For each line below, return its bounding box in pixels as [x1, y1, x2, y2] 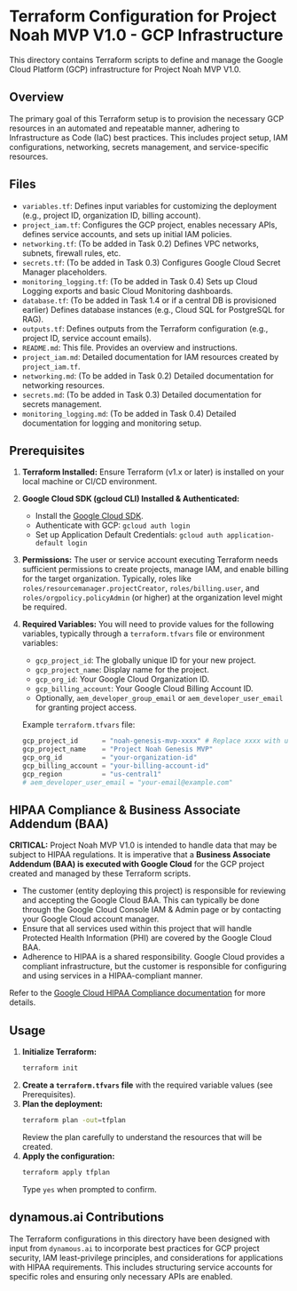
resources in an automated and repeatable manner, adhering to [9, 123, 240, 133]
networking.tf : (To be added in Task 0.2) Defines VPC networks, [21, 238, 259, 249]
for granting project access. [35, 702, 137, 713]
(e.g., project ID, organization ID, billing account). [21, 210, 201, 220]
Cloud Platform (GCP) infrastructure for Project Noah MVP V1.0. [9, 64, 242, 75]
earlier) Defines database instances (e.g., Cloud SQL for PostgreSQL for [21, 304, 285, 315]
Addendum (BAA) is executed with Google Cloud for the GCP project [9, 859, 265, 870]
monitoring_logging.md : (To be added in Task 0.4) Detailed [21, 408, 237, 418]
